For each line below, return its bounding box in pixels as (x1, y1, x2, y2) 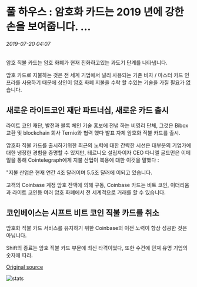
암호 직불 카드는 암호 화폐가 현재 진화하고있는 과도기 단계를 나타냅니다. (6, 59, 168, 66)
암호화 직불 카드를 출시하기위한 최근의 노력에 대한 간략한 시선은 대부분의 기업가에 (6, 142, 192, 149)
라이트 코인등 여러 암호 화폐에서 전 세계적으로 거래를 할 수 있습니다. (12, 189, 166, 196)
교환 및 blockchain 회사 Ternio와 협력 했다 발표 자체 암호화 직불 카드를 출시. (6, 129, 181, 136)
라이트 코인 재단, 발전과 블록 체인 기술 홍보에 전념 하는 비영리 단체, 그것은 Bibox (6, 122, 189, 129)
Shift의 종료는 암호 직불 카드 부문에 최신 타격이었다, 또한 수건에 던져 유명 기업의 (6, 245, 188, 252)
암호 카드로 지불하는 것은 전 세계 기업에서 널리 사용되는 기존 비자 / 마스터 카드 (6, 72, 183, 79)
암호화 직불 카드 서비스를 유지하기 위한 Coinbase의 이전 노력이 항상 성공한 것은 (6, 225, 188, 232)
